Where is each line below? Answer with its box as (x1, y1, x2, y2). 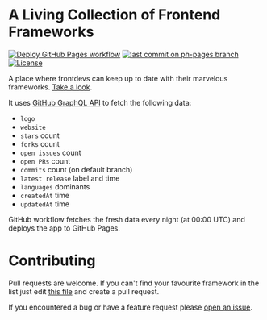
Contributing (8, 251, 96, 270)
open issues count (19, 148, 82, 157)
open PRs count (19, 156, 71, 166)
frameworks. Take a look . (8, 82, 93, 92)
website (19, 123, 46, 131)
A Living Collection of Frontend (8, 6, 221, 24)
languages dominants (19, 181, 90, 191)
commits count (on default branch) (19, 164, 133, 174)
